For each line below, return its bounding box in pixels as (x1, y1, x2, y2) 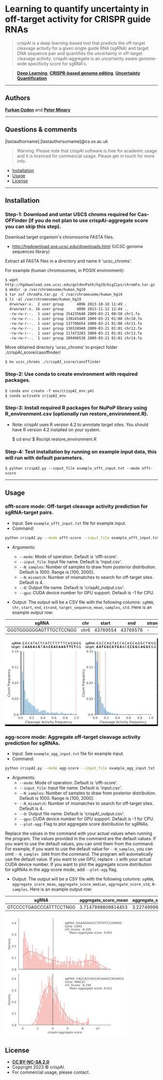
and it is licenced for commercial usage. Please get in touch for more (16, 153, 155, 159)
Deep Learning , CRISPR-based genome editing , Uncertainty (16, 70, 141, 76)
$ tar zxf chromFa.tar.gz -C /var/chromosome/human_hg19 (5, 292, 123, 297)
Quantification (16, 75, 47, 81)
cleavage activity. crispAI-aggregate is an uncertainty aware (16, 55, 138, 61)
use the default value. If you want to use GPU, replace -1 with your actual (5, 856, 151, 862)
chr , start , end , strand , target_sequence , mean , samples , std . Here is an (12, 604, 152, 610)
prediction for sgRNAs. (5, 740, 61, 746)
